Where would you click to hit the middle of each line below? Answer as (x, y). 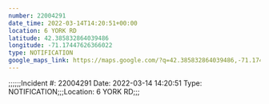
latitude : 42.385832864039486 (59, 38)
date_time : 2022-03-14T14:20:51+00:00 (73, 23)
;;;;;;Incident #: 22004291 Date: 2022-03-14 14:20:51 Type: (105, 83)
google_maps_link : (39, 61)
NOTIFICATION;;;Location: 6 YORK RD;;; (74, 91)
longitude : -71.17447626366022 (60, 46)
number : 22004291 (37, 16)
